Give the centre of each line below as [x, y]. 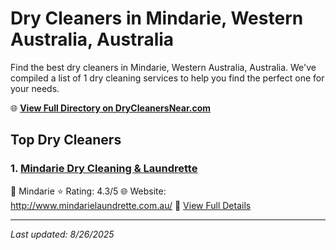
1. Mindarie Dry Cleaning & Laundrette [104, 169]
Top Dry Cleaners [66, 140]
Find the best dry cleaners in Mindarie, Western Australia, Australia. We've [163, 67]
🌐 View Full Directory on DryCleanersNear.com [111, 108]
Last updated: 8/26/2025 [62, 234]
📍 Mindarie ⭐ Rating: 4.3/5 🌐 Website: [88, 191]
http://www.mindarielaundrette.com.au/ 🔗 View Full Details [131, 205]
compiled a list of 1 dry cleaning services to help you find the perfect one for [167, 78]
